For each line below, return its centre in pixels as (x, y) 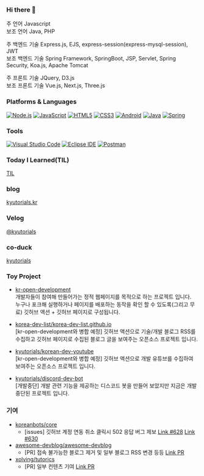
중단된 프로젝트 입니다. (42, 394)
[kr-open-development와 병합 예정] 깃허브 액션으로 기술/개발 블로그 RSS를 (105, 331)
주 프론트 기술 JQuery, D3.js (41, 78)
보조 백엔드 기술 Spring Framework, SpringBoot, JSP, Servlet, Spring (91, 59)
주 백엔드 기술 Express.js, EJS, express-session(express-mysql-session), (97, 45)
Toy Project (24, 276)
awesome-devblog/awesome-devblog (63, 445)
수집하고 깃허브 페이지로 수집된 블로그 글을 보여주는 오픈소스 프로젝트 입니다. (107, 339)
